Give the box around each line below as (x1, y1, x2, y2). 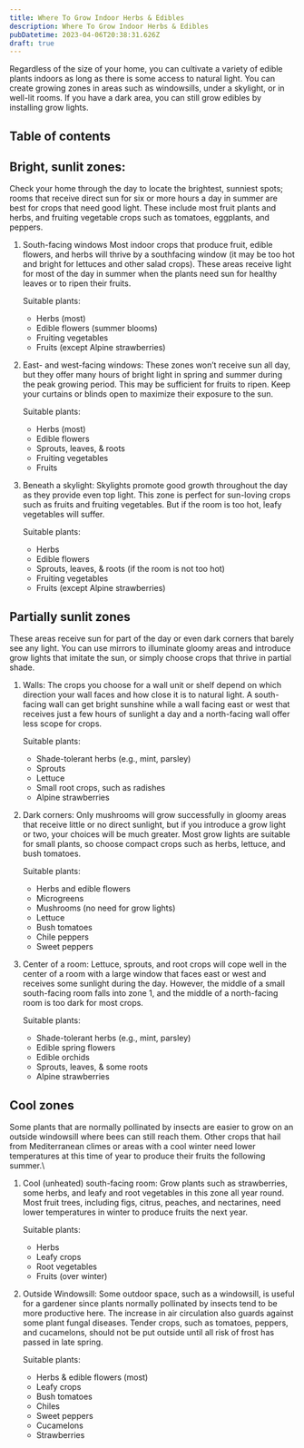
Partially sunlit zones (9, 609, 132, 625)
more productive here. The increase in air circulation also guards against (22, 1308, 294, 1319)
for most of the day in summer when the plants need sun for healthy (22, 269, 278, 280)
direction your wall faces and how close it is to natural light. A (22, 689, 252, 700)
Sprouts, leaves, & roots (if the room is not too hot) (35, 564, 225, 575)
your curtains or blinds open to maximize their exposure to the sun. (22, 389, 274, 399)
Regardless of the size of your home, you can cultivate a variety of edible (9, 64, 283, 74)
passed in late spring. (22, 1336, 103, 1348)
